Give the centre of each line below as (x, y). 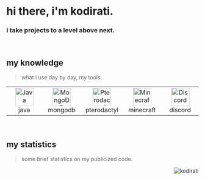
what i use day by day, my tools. (62, 77)
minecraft (142, 110)
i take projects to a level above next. (60, 31)
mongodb (62, 110)
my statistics (31, 144)
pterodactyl (102, 110)
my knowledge (35, 63)
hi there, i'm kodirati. (60, 11)
